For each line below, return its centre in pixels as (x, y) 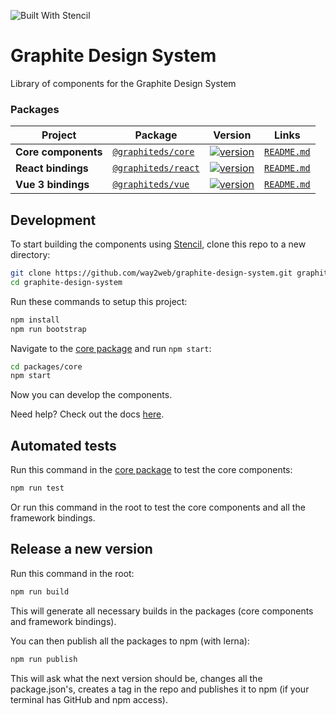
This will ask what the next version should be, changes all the (136, 678)
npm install (35, 320)
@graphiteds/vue (151, 184)
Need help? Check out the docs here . (87, 414)
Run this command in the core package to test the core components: (151, 470)
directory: (30, 255)
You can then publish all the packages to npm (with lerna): (130, 641)
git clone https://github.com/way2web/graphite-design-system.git (151, 273)
